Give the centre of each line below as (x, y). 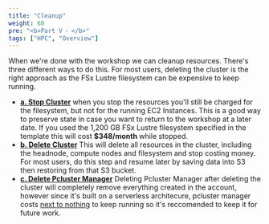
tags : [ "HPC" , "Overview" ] (53, 38)
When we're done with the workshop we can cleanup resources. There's (128, 61)
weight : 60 (26, 23)
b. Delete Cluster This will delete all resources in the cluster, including (136, 145)
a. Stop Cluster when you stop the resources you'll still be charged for (136, 102)
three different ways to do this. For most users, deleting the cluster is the (128, 70)
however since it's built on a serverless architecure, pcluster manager (135, 196)
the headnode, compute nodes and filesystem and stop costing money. (138, 153)
